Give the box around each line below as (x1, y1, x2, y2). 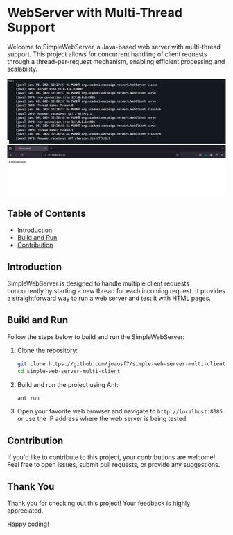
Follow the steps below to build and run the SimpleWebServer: (7, 332, 185, 341)
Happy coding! (7, 520, 50, 529)
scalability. (7, 65, 38, 73)
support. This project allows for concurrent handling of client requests (7, 50, 207, 58)
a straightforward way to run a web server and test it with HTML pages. (7, 294, 212, 302)
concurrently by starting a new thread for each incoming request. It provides (7, 286, 225, 295)
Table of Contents (7, 207, 87, 220)
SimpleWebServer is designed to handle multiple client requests (7, 279, 189, 288)
